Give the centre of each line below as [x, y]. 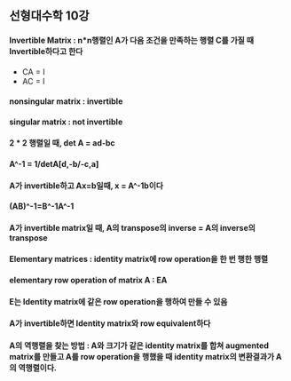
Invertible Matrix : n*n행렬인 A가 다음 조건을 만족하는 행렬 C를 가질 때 [132, 40]
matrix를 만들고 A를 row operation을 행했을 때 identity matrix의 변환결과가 [142, 356]
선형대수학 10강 [50, 16]
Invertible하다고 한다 [46, 51]
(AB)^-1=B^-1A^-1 [42, 206]
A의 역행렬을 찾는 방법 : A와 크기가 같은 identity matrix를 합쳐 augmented [139, 345]
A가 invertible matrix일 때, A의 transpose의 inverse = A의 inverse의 [132, 227]
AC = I [34, 81]
